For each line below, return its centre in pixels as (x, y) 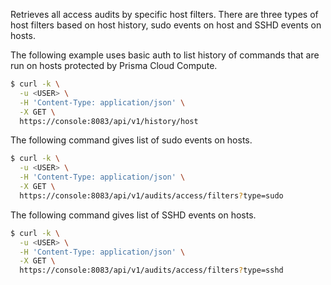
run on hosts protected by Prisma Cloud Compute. (114, 65)
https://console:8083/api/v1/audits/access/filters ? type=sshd (151, 270)
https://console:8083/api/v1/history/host (109, 121)
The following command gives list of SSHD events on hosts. (133, 215)
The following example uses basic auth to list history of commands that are (165, 55)
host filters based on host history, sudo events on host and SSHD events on (166, 25)
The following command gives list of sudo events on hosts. (131, 140)
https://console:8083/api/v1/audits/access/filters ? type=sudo (151, 195)
